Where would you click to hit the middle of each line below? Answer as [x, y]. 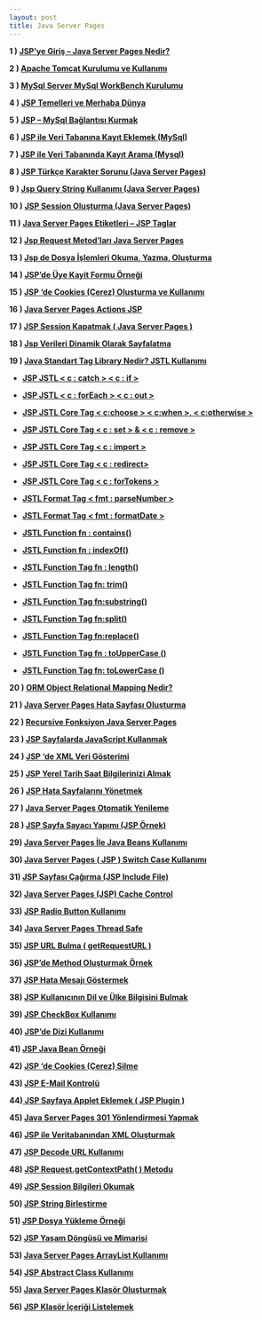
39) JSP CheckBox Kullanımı [63, 1014]
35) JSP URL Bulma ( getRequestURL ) [80, 945]
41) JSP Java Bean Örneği [58, 1048]
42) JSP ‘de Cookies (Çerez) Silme [74, 1065]
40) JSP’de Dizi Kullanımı [57, 1032]
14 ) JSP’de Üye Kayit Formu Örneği [76, 274]
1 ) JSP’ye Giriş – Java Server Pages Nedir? [90, 51]
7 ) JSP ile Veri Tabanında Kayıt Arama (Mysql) [97, 154]
